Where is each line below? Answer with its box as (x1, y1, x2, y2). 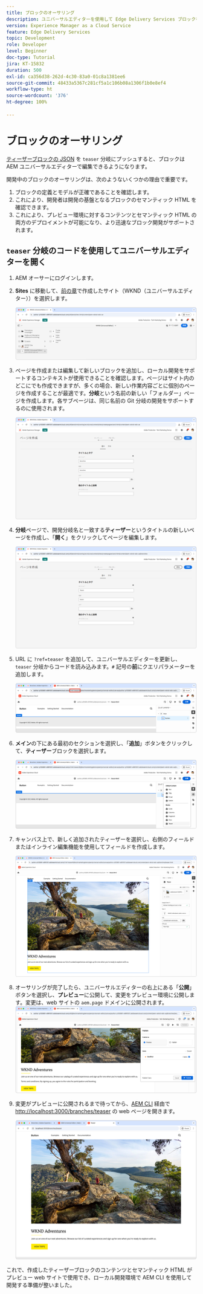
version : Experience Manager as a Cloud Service (6, 22, 131, 28)
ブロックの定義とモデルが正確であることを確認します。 (14, 188, 153, 196)
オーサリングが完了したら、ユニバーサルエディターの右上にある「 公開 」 (14, 983, 195, 991)
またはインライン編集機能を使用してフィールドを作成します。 (14, 843, 168, 850)
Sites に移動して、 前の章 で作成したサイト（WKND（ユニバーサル (14, 287, 178, 294)
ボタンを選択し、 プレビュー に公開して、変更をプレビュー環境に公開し (14, 991, 190, 998)
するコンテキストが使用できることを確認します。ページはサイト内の (25, 374, 195, 381)
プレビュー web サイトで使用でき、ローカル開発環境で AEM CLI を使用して (6, 1273, 192, 1281)
